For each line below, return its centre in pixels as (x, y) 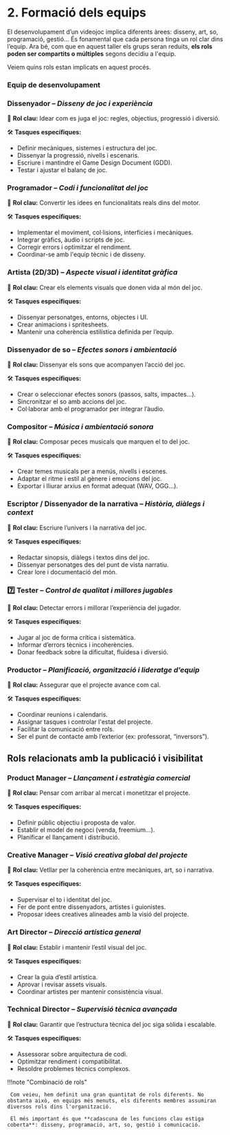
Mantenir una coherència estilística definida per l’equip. (95, 331)
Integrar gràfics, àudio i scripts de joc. (71, 240)
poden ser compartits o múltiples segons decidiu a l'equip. (92, 54)
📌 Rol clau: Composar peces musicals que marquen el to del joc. (99, 441)
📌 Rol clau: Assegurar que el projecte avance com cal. (84, 685)
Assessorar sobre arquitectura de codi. (72, 1054)
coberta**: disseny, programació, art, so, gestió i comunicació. (104, 1125)
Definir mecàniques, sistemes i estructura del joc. (87, 148)
